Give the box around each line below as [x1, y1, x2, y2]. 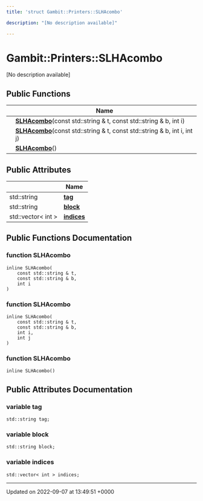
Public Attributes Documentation [6, 384, 133, 395]
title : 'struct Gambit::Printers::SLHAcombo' [6, 8, 123, 15]
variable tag [6, 402, 42, 411]
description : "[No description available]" [6, 19, 118, 26]
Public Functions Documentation [6, 233, 132, 243]
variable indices [6, 458, 54, 467]
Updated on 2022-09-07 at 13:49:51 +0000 [6, 488, 115, 495]
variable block [6, 430, 50, 439]
